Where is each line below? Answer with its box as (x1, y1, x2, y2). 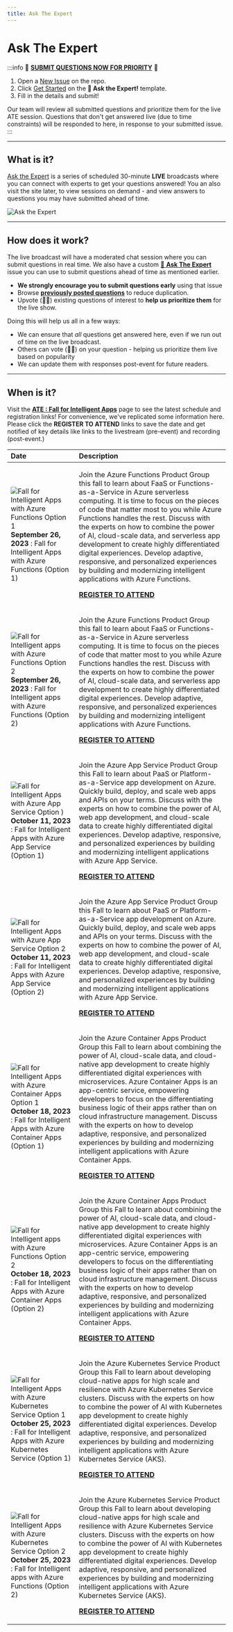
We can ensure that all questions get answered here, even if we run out (17, 330, 222, 339)
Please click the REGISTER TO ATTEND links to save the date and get (7, 420, 206, 428)
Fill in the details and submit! (17, 91, 99, 99)
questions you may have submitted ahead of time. (7, 194, 150, 202)
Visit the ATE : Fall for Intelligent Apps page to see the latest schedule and (7, 405, 221, 413)
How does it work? (7, 234, 89, 246)
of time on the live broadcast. (17, 338, 102, 346)
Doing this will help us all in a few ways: (7, 317, 121, 326)
